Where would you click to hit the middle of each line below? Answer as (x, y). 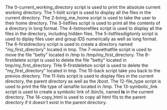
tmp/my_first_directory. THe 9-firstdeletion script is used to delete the (77, 65)
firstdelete (16, 60)
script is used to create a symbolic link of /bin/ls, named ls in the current (80, 92)
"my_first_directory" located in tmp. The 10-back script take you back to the (83, 71)
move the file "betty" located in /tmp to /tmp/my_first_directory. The (75, 55)
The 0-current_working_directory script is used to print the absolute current (83, 7)
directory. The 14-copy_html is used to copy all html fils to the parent (76, 97)
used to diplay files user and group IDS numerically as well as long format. (82, 39)
